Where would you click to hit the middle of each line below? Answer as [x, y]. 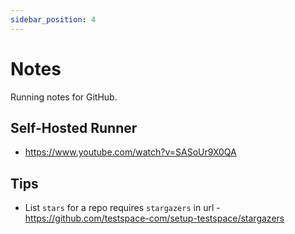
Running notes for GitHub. [64, 97]
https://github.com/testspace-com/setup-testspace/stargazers [154, 218]
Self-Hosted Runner [74, 127]
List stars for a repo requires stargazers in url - [122, 208]
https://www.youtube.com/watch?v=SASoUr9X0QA [130, 152]
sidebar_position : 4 [53, 19]
